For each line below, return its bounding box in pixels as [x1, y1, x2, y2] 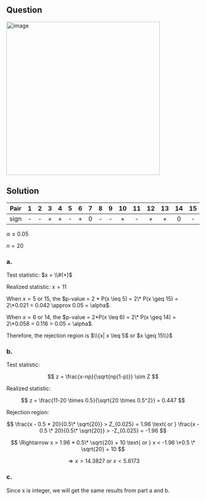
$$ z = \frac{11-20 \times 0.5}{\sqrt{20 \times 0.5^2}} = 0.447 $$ [21, 397, 185, 404]
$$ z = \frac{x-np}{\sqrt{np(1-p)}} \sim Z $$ [47, 373, 159, 380]
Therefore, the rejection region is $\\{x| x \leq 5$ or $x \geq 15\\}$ [6, 331, 173, 339]
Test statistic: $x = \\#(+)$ [6, 271, 72, 279]
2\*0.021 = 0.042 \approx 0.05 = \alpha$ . [6, 301, 112, 309]
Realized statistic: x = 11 [6, 283, 67, 290]
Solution [6, 186, 39, 196]
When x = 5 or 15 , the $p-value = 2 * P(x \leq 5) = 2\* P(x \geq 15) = [6, 294, 179, 302]
